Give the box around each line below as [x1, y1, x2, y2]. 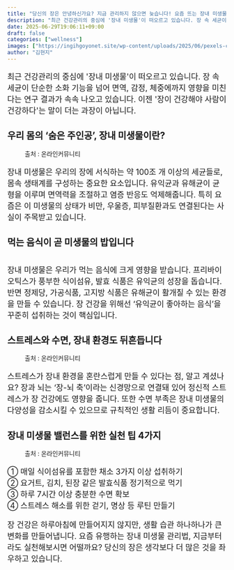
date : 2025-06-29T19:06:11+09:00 [7, 23, 104, 30]
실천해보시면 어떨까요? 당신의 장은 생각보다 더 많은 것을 [24, 543, 217, 553]
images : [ [7, 43, 36, 49]
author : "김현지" [7, 49, 54, 56]
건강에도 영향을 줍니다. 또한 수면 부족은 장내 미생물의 [40, 394, 224, 404]
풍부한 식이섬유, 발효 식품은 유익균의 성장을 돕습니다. [38, 276, 222, 286]
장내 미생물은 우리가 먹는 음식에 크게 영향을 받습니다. [7, 265, 192, 275]
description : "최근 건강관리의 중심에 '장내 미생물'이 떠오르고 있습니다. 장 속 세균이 [7, 17, 227, 24]
